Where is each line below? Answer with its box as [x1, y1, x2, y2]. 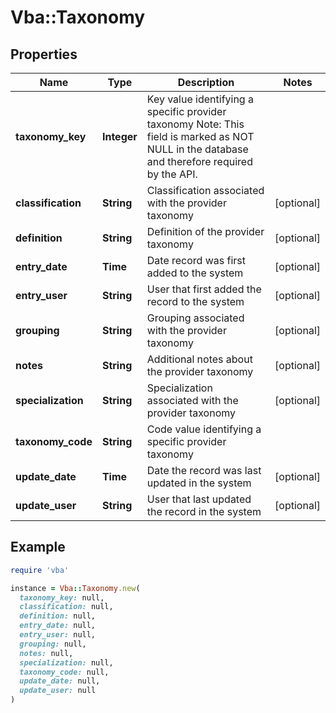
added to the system [146, 266, 244, 280]
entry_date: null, [19, 621, 97, 631]
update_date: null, [19, 676, 101, 686]
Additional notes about [146, 352, 253, 366]
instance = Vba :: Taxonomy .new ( [10, 583, 141, 593]
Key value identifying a [146, 92, 254, 106]
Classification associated [146, 184, 265, 197]
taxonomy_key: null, [19, 592, 105, 603]
